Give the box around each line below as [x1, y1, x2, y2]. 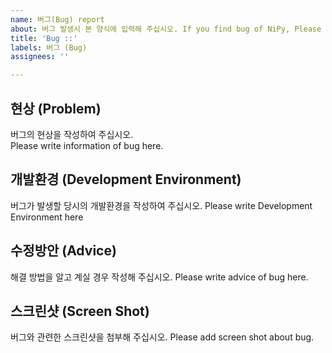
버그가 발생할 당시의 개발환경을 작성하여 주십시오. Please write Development [10, 199, 313, 211]
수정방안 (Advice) [10, 242, 117, 260]
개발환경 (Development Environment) [10, 171, 242, 188]
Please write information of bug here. [10, 139, 164, 151]
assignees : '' [10, 52, 70, 62]
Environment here [10, 211, 84, 223]
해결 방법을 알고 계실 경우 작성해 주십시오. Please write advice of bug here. [10, 271, 309, 283]
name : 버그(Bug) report [10, 14, 105, 25]
